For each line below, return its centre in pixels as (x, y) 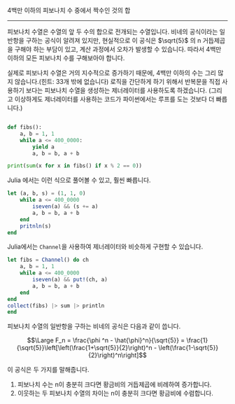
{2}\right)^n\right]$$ (117, 355)
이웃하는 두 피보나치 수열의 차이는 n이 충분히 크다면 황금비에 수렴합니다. (115, 393)
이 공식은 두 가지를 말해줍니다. (48, 370)
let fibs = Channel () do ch (48, 260)
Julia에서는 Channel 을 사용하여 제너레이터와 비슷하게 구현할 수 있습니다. (105, 246)
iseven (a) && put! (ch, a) (70, 279)
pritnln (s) (36, 226)
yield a (43, 147)
